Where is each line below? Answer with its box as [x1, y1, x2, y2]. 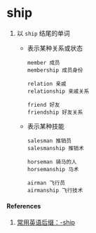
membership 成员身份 [27, 67, 83, 74]
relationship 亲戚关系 [27, 88, 90, 95]
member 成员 [27, 59, 60, 66]
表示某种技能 [27, 121, 64, 131]
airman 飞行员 [27, 179, 66, 187]
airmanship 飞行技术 [27, 187, 83, 194]
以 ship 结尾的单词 [16, 29, 71, 37]
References [6, 201, 41, 210]
